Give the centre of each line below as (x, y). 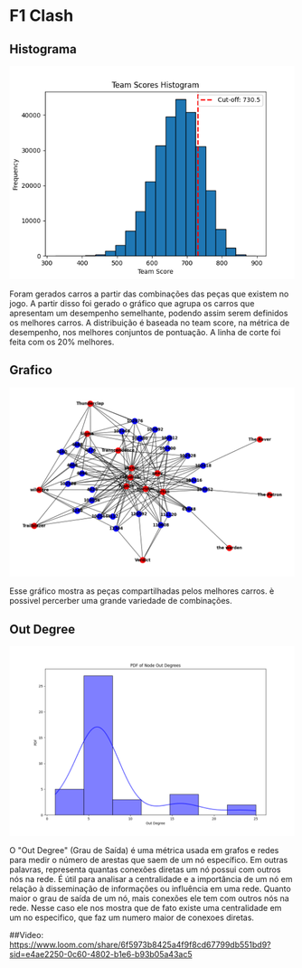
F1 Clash (42, 16)
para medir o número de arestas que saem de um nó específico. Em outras (149, 860)
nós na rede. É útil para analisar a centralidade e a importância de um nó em (151, 879)
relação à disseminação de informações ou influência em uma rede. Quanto (150, 888)
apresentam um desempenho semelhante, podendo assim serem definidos (149, 313)
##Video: (26, 935)
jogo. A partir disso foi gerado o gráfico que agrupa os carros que (132, 303)
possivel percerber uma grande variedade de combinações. (121, 601)
